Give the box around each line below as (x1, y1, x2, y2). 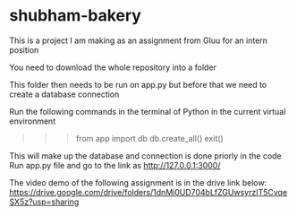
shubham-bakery (9, 5, 141, 26)
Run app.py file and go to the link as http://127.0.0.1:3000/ (9, 160, 221, 170)
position (9, 44, 39, 55)
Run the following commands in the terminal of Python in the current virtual (9, 106, 286, 117)
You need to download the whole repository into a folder (9, 62, 217, 73)
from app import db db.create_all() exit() (75, 133, 224, 143)
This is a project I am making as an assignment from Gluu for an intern (9, 35, 268, 46)
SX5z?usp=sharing (9, 196, 80, 207)
